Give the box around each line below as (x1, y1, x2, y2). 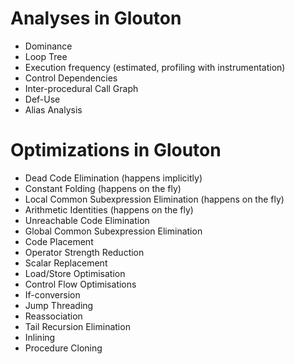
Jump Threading (24, 299, 94, 311)
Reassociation (24, 310, 83, 322)
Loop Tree (24, 50, 68, 62)
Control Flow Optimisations (24, 278, 137, 290)
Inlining (24, 331, 56, 343)
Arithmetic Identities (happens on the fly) (24, 203, 194, 216)
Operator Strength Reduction (24, 246, 145, 258)
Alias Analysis (24, 103, 83, 116)
